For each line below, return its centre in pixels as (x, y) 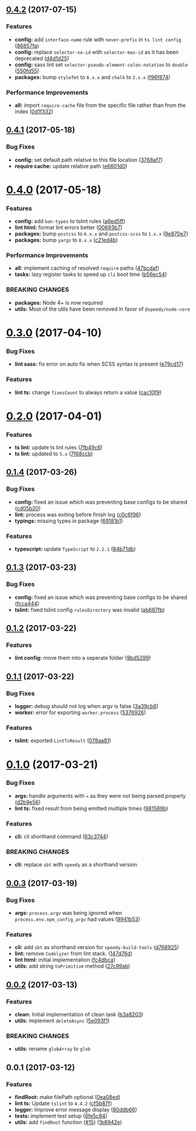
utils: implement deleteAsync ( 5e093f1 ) (62, 1021)
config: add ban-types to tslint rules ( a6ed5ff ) (70, 221)
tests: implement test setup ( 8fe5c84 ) (61, 1116)
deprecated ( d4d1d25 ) (42, 58)
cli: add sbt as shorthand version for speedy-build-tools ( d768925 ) (97, 947)
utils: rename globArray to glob (53, 1049)
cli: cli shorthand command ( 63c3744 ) (61, 837)
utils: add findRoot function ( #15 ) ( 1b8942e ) (68, 1122)
